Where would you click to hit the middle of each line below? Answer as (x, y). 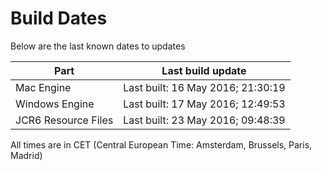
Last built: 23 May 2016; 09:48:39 (204, 120)
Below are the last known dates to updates (98, 46)
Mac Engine (43, 87)
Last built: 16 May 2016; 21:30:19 (204, 87)
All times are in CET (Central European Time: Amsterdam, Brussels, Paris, (161, 144)
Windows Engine (55, 104)
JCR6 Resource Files (64, 120)
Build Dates (59, 18)
